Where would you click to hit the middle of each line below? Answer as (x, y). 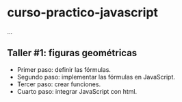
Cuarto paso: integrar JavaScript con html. (77, 91)
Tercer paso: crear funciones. (59, 84)
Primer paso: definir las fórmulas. (64, 69)
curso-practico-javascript (83, 13)
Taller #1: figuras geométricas (72, 53)
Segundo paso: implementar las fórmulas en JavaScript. (96, 77)
